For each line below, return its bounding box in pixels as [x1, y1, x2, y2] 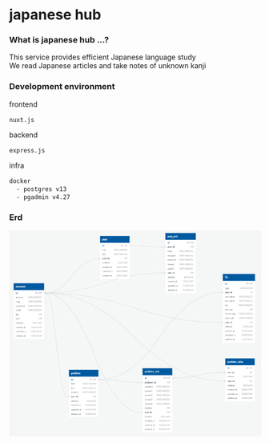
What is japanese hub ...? [9, 35, 110, 46]
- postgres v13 [16, 185, 67, 193]
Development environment [9, 81, 115, 92]
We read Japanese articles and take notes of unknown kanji [9, 61, 207, 71]
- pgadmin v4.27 [16, 193, 70, 201]
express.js [9, 146, 46, 154]
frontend [9, 99, 38, 109]
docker [9, 177, 31, 185]
